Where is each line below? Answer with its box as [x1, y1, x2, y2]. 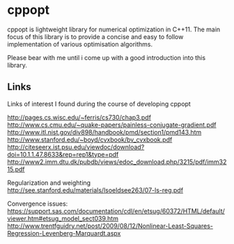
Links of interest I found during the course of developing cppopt [7, 100, 192, 108]
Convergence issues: [7, 199, 68, 208]
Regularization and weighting [7, 178, 91, 187]
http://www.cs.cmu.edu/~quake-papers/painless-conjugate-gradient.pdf [7, 121, 217, 129]
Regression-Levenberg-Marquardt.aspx [7, 229, 121, 237]
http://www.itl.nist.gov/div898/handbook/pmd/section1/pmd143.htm [7, 128, 202, 136]
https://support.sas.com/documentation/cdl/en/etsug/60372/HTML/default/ [7, 206, 225, 215]
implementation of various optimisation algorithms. [7, 40, 153, 48]
